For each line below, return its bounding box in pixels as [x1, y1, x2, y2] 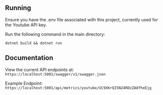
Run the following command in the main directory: [5, 31, 105, 37]
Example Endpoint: [5, 80, 43, 86]
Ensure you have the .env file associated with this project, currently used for [5, 16, 158, 22]
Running [5, 4, 32, 12]
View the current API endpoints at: [5, 66, 74, 72]
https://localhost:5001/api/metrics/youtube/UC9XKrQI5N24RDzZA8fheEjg [5, 85, 152, 90]
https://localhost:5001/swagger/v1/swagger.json [5, 72, 106, 77]
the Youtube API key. [5, 22, 47, 28]
